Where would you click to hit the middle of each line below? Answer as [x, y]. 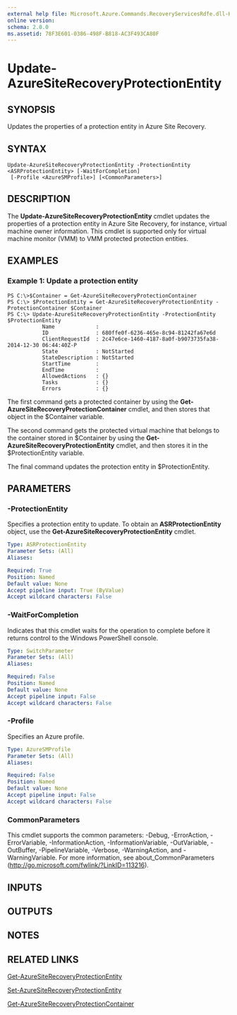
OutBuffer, [22, 850]
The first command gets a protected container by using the [93, 401]
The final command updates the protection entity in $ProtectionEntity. [109, 467]
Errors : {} [75, 388]
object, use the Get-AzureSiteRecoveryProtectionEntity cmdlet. [102, 532]
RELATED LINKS [43, 960]
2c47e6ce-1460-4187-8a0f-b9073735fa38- [160, 339]
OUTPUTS [30, 911]
